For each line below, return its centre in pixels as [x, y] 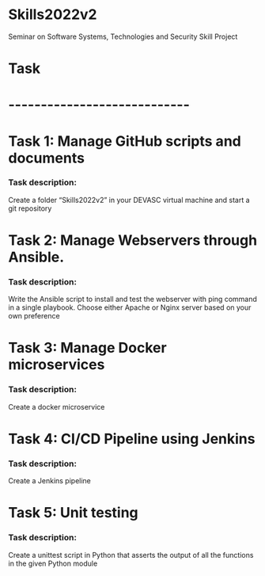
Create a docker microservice [57, 406]
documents [47, 158]
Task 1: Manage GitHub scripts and [125, 141]
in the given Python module [53, 563]
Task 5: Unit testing [73, 513]
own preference [34, 316]
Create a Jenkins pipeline [49, 481]
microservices [57, 365]
